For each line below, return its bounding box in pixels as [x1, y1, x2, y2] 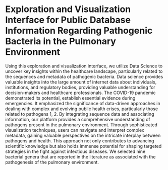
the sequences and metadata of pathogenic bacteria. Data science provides [5, 73, 163, 79]
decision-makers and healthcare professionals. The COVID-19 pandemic [5, 90, 156, 96]
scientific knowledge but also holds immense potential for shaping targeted [5, 143, 162, 149]
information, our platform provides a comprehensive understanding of [5, 116, 150, 122]
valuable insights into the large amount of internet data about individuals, [5, 79, 157, 85]
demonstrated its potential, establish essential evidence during [5, 95, 136, 101]
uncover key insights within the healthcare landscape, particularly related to [5, 68, 163, 74]
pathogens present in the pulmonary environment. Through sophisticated [5, 122, 157, 128]
